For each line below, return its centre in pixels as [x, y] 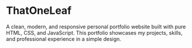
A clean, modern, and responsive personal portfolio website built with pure [96, 27]
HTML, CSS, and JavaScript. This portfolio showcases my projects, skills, [94, 32]
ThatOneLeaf [39, 11]
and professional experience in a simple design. [64, 39]
